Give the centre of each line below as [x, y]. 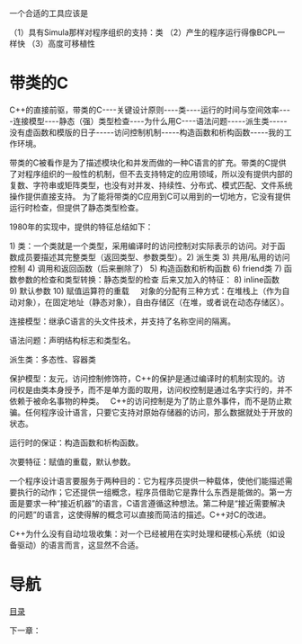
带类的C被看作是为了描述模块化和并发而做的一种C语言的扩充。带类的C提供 [148, 162]
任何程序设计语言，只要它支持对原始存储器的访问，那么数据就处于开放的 [159, 412]
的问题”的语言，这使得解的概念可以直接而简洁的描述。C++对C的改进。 [140, 514]
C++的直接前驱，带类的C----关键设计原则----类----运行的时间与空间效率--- [150, 110]
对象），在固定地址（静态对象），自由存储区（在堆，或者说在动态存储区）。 [153, 302]
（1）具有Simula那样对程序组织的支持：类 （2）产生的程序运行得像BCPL [143, 32]
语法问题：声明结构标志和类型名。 [72, 340]
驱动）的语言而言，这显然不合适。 [80, 545]
